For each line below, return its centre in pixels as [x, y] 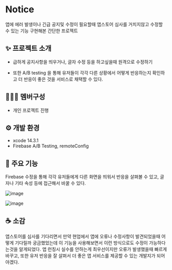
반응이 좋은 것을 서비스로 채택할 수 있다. [64, 79]
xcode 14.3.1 [25, 141]
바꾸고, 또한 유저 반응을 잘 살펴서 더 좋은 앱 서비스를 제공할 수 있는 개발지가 [80, 256]
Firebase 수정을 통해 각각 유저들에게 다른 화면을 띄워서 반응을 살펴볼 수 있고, [82, 177]
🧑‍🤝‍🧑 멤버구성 [25, 97]
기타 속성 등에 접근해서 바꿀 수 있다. [50, 183]
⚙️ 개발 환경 [23, 128]
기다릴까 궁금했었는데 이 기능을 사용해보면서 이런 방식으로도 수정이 [81, 243]
